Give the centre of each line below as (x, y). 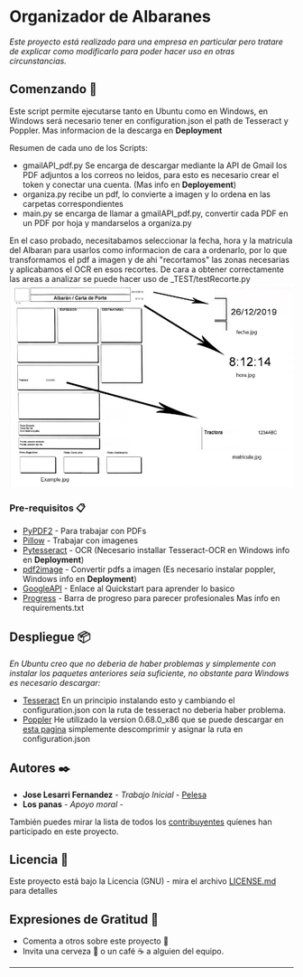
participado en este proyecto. (64, 831)
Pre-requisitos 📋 (47, 508)
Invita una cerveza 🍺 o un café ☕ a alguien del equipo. (123, 952)
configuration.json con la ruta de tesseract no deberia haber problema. (154, 709)
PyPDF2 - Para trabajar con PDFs (84, 531)
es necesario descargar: (55, 682)
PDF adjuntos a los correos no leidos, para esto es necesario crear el (151, 174)
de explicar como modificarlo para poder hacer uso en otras (122, 51)
